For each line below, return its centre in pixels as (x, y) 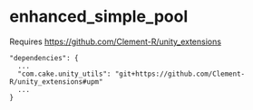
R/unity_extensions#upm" (56, 82)
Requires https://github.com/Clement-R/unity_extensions (116, 41)
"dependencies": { (44, 58)
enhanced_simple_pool (99, 17)
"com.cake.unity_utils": (64, 74)
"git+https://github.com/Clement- (180, 74)
